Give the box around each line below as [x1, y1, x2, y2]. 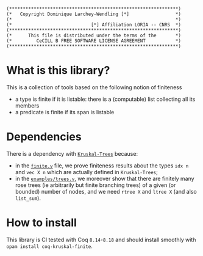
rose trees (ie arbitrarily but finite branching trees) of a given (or [15, 181, 176, 189]
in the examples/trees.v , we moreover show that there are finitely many [15, 175, 194, 182]
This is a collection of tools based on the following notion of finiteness [6, 83, 182, 91]
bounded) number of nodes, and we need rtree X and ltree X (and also [15, 188, 197, 195]
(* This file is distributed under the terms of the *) [6, 32, 182, 38]
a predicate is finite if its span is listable [15, 108, 115, 115]
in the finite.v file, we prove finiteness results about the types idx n [15, 162, 189, 169]
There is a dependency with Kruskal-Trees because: [6, 150, 138, 157]
